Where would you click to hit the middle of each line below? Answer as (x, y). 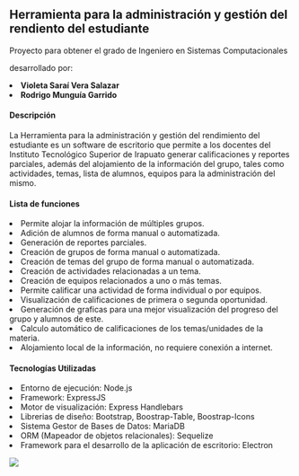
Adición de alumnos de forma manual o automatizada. (120, 234)
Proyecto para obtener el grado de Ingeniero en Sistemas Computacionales (149, 50)
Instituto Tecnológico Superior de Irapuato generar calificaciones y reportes (149, 154)
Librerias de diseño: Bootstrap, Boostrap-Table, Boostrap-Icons (138, 417)
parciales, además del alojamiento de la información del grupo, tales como (147, 164)
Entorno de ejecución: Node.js (77, 388)
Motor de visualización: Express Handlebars (102, 407)
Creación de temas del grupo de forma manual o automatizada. (137, 262)
